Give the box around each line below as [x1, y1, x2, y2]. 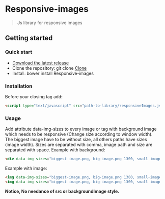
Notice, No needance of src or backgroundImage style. [5, 188, 119, 194]
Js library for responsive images [17, 20, 82, 26]
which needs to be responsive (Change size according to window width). [5, 131, 153, 137]
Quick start [5, 49, 33, 56]
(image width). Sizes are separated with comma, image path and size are [5, 142, 153, 148]
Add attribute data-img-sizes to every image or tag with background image [5, 126, 157, 132]
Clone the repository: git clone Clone [12, 65, 87, 71]
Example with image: [5, 165, 48, 171]
